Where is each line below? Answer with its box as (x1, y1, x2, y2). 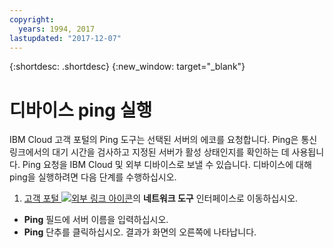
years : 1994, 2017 (18, 24, 96, 34)
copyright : (9, 14, 55, 25)
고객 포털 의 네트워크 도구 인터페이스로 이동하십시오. (23, 192, 299, 205)
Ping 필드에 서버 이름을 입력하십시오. (23, 214, 169, 226)
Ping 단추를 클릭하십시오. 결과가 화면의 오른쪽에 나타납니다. (23, 226, 257, 238)
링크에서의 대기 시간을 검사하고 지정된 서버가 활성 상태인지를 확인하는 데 (9, 146, 290, 158)
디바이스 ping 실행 (9, 99, 153, 121)
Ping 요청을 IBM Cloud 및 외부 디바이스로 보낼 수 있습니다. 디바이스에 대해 (22, 159, 312, 171)
